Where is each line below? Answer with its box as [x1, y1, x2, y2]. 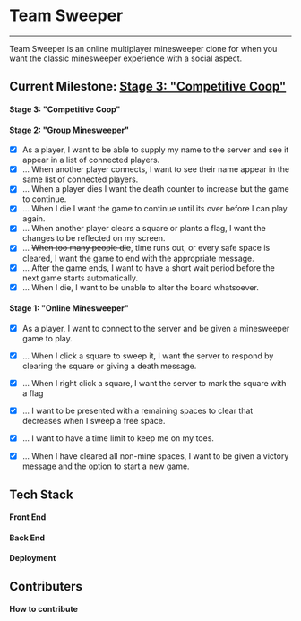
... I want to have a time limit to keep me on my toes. [21, 433, 215, 444]
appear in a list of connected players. [21, 154, 160, 166]
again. [21, 213, 46, 224]
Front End [9, 512, 47, 522]
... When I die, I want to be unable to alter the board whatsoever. [21, 281, 260, 292]
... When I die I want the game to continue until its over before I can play [21, 203, 288, 214]
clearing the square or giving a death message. [21, 360, 197, 371]
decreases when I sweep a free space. [21, 416, 166, 427]
